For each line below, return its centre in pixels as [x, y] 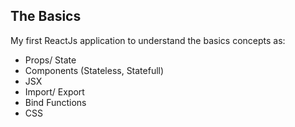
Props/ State [50, 60]
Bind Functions [55, 102]
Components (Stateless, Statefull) [94, 70]
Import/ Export [54, 91]
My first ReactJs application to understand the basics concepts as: [148, 40]
